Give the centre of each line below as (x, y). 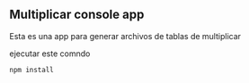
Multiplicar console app (77, 15)
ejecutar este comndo (50, 54)
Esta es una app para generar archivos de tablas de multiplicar (125, 36)
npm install (31, 70)
